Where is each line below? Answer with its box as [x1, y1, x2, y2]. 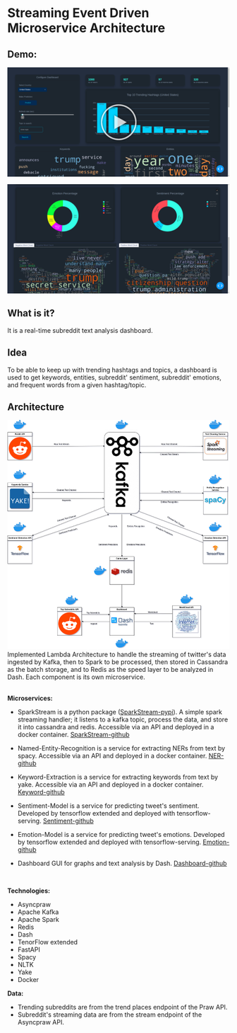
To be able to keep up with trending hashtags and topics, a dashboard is [7, 365, 217, 374]
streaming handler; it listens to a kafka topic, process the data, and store [17, 715, 229, 724]
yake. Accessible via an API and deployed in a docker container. [17, 780, 204, 789]
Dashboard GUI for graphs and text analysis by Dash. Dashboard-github [17, 859, 227, 868]
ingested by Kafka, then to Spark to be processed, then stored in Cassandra [7, 658, 229, 666]
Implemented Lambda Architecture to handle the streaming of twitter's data [7, 650, 226, 659]
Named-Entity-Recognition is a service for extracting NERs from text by [17, 744, 226, 753]
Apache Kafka [17, 908, 59, 916]
